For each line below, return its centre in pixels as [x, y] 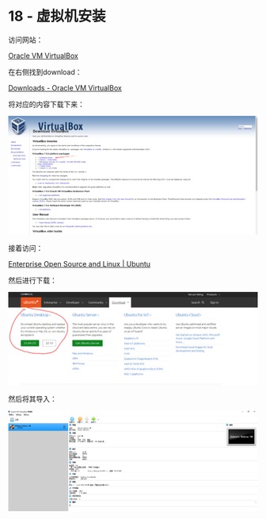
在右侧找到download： [45, 71]
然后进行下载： [32, 280]
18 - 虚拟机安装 [57, 16]
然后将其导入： [32, 398]
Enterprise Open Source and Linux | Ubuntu [80, 263]
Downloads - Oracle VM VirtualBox [65, 87]
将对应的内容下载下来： [46, 104]
